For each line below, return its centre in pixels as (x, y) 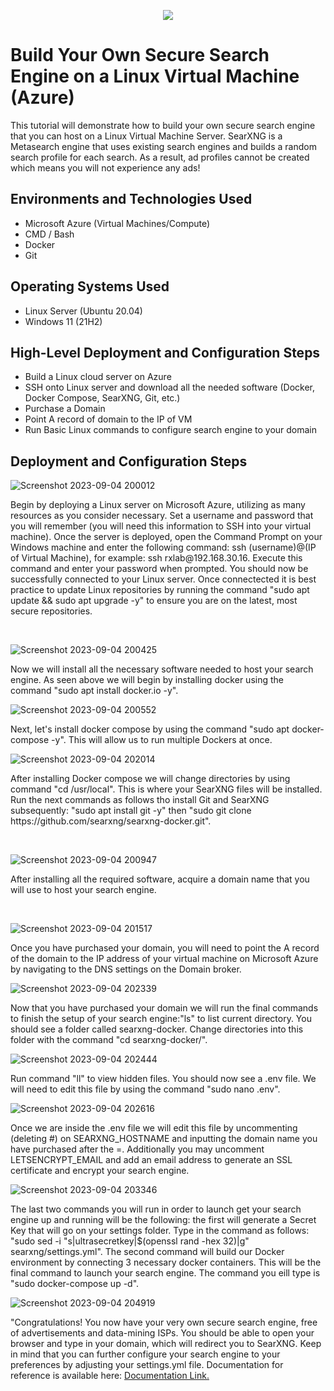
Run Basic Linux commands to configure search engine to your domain (171, 430)
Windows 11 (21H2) (63, 321)
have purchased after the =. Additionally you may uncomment (137, 1149)
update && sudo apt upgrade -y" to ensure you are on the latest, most (154, 601)
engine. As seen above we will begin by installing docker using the (147, 680)
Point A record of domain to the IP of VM (108, 419)
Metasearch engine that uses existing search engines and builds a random (163, 146)
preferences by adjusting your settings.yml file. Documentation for (147, 1365)
